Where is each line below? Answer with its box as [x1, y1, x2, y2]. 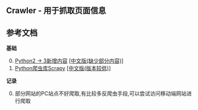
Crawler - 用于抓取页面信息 [6, 5, 106, 16]
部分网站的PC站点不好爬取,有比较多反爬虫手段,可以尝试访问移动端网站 [14, 90, 187, 97]
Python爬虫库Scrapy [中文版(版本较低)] [14, 65, 111, 72]
